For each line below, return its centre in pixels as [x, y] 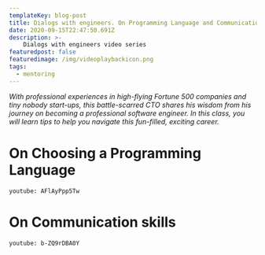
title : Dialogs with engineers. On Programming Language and [111, 23]
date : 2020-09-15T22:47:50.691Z [62, 30]
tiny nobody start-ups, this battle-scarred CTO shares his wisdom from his [130, 105]
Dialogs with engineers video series [85, 45]
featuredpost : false [43, 52]
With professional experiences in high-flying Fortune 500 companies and [128, 96]
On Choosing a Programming [105, 153]
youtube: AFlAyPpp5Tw [44, 191]
